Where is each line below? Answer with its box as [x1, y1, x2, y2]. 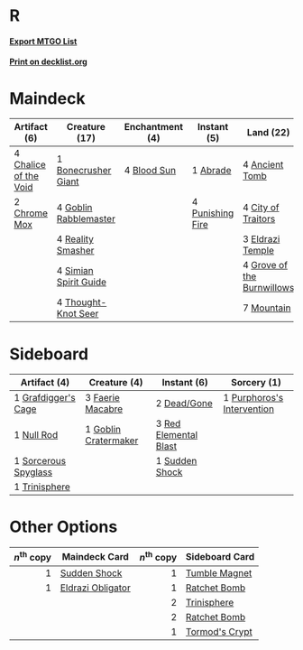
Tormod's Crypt [185, 625, 252, 637]
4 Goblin [56, 201, 93, 214]
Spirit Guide [56, 276, 106, 289]
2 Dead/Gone [155, 397, 214, 410]
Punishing [191, 207, 234, 219]
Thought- [64, 296, 107, 309]
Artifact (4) [20, 376, 70, 389]
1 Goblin [85, 423, 122, 436]
